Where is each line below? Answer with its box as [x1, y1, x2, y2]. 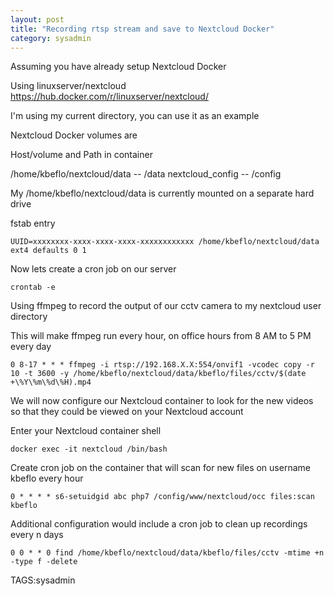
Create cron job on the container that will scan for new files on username [10, 462, 311, 474]
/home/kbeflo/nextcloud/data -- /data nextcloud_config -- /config [10, 168, 282, 180]
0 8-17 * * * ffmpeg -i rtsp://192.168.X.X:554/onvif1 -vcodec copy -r [10, 360, 315, 370]
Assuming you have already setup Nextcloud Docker [10, 61, 227, 73]
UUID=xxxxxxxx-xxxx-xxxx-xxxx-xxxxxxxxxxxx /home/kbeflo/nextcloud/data [10, 237, 320, 247]
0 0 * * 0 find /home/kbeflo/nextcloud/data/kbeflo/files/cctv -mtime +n [10, 548, 325, 558]
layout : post [10, 14, 65, 25]
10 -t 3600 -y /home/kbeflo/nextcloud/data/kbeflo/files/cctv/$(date [10, 369, 307, 379]
